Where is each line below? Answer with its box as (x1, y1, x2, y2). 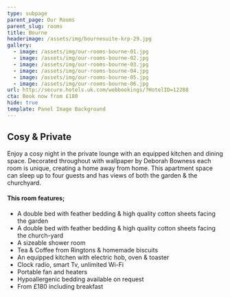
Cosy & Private (7, 131, 72, 143)
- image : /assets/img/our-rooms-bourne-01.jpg (13, 49, 149, 56)
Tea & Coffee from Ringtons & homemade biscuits (16, 246, 159, 254)
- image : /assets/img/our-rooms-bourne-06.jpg (13, 80, 149, 87)
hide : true (7, 99, 38, 106)
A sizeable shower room (16, 238, 86, 247)
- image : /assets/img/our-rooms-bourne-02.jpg (13, 55, 149, 62)
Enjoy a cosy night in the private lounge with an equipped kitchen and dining (7, 149, 223, 158)
